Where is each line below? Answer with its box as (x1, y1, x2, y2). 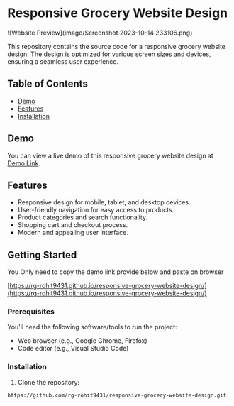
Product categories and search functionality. (17, 213, 147, 221)
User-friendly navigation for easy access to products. (17, 206, 174, 214)
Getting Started (7, 248, 77, 260)
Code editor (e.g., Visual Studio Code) (17, 344, 129, 353)
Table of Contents (7, 78, 89, 90)
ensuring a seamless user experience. (7, 57, 119, 65)
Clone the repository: (17, 378, 80, 386)
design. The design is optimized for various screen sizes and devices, (7, 50, 211, 58)
